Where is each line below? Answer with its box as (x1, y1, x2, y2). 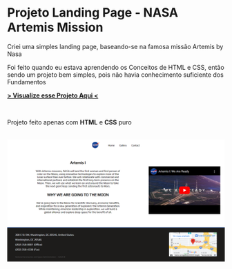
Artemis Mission (7, 19, 104, 35)
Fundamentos (7, 77, 46, 86)
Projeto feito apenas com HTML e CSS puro (7, 118, 133, 126)
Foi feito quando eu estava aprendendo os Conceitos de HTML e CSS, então (7, 63, 224, 71)
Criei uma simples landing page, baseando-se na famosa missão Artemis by (7, 42, 224, 50)
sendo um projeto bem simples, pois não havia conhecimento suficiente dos (7, 71, 224, 79)
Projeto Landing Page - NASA (7, 5, 179, 21)
